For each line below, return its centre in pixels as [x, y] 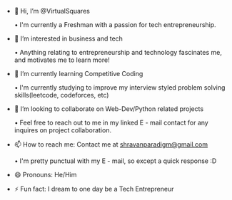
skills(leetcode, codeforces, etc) [61, 95]
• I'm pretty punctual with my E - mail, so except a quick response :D [115, 161]
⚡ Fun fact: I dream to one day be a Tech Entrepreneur [94, 189]
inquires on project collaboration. [63, 130]
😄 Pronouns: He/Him [45, 175]
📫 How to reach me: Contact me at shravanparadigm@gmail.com [111, 144]
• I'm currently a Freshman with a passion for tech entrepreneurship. [115, 25]
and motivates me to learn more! [62, 60]
